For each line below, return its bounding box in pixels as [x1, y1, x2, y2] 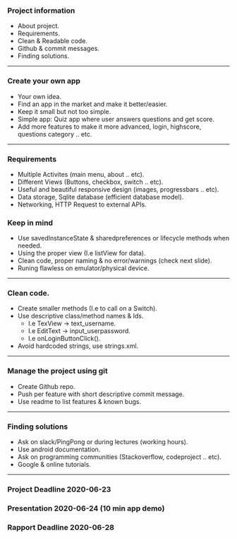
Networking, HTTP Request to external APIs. [17, 200, 147, 209]
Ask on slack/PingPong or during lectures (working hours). [17, 438, 188, 446]
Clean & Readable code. [17, 37, 88, 45]
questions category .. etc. [17, 129, 92, 138]
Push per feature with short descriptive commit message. [17, 390, 185, 398]
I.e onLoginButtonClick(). [28, 335, 101, 343]
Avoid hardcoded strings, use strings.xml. [17, 342, 139, 350]
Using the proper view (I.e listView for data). [17, 249, 146, 257]
